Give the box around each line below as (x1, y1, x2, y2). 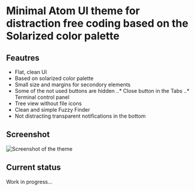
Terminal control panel (14, 93, 70, 101)
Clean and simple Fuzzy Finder (14, 106, 90, 113)
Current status (6, 163, 61, 173)
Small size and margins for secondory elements (14, 81, 131, 88)
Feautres (6, 53, 40, 63)
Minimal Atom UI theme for (6, 4, 140, 18)
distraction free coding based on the (6, 17, 188, 30)
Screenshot (6, 130, 50, 140)
